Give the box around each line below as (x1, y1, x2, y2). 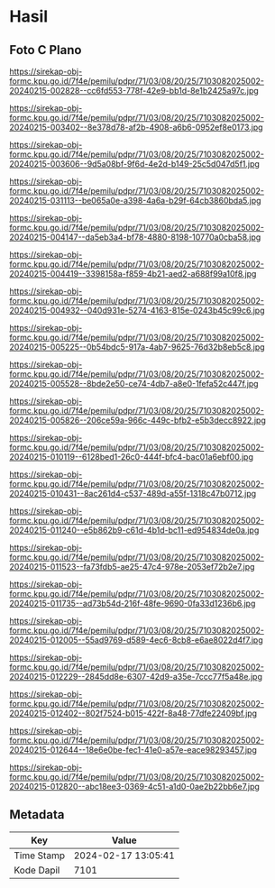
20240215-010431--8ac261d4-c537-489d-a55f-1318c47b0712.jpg (9, 489, 257, 499)
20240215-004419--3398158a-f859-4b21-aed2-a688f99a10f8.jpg (9, 269, 257, 279)
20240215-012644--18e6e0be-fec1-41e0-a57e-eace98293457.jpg (9, 745, 257, 755)
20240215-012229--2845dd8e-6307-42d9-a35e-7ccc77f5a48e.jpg (9, 672, 263, 682)
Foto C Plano (9, 42, 82, 58)
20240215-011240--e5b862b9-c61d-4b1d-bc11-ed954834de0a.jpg (9, 525, 260, 536)
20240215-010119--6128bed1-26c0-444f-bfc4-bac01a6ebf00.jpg (9, 452, 254, 462)
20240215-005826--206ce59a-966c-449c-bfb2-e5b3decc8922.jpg (9, 415, 266, 426)
